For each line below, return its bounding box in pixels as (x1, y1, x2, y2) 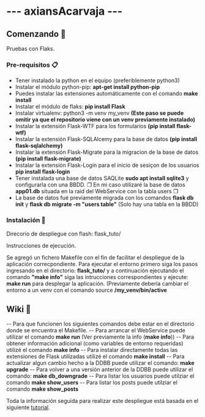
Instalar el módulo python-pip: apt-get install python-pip (15, 83, 160, 91)
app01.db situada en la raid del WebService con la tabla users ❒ (15, 188, 179, 195)
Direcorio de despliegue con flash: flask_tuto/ (6, 230, 121, 237)
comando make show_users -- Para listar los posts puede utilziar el (6, 379, 177, 386)
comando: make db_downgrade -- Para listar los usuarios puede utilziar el (6, 372, 195, 380)
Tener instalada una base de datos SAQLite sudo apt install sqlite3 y (15, 175, 189, 182)
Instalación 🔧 (6, 216, 46, 224)
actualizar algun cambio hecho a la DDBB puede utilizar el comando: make (6, 359, 195, 367)
